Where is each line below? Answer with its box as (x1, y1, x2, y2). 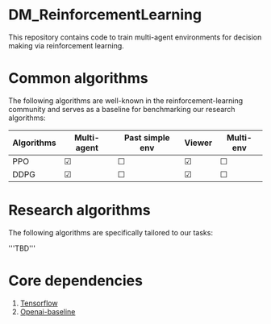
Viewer (184, 137, 213, 148)
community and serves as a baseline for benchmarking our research (8, 104, 236, 114)
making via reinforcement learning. (8, 40, 125, 50)
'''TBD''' (8, 243, 36, 253)
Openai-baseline (19, 306, 76, 316)
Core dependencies (8, 272, 144, 289)
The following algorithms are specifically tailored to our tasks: (8, 227, 214, 237)
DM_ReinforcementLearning (8, 6, 202, 24)
